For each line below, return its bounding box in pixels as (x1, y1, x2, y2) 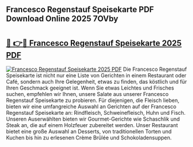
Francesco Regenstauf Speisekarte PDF (6, 5, 154, 15)
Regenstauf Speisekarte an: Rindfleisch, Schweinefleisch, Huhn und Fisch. (6, 110, 186, 116)
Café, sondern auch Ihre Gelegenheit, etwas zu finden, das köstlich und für (6, 78, 187, 85)
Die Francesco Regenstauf (123, 66, 187, 73)
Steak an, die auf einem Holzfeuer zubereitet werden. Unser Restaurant (6, 122, 178, 128)
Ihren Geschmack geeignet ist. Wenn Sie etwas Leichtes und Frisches (6, 84, 174, 91)
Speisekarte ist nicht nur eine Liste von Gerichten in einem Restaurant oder (6, 72, 187, 78)
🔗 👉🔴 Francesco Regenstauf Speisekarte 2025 (6, 38, 182, 48)
